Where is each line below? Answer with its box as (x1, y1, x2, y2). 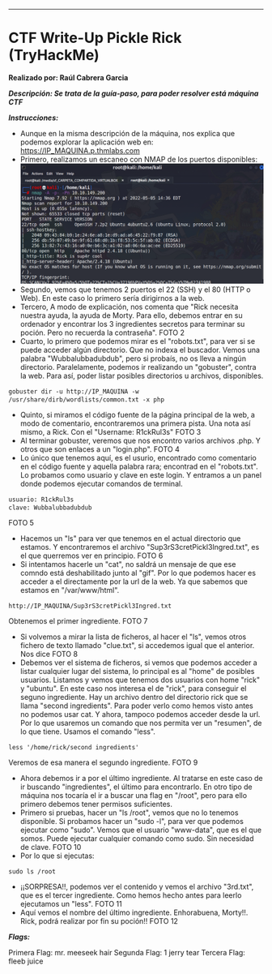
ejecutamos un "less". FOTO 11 (19, 899, 123, 908)
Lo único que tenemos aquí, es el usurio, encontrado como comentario (19, 453, 257, 462)
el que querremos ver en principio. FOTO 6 (19, 551, 164, 560)
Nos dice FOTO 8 (19, 649, 79, 659)
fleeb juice (8, 956, 44, 966)
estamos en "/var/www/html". (19, 585, 120, 594)
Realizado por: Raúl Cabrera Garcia (8, 72, 129, 82)
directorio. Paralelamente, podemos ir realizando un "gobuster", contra (19, 362, 257, 371)
